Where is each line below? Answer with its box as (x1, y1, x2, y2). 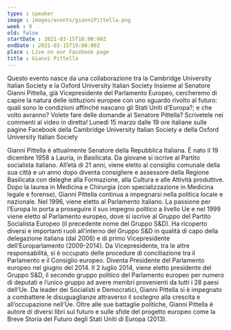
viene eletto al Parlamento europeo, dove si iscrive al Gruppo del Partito (7, 212, 212, 220)
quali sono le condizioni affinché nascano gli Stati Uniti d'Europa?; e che (7, 103, 212, 111)
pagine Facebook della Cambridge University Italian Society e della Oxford (7, 125, 219, 133)
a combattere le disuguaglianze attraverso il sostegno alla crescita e (7, 293, 201, 301)
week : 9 (7, 23, 32, 30)
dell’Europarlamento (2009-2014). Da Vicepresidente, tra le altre (7, 241, 190, 249)
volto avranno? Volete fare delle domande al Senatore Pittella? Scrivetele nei (7, 110, 224, 119)
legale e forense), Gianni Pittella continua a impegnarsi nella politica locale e (7, 190, 223, 198)
